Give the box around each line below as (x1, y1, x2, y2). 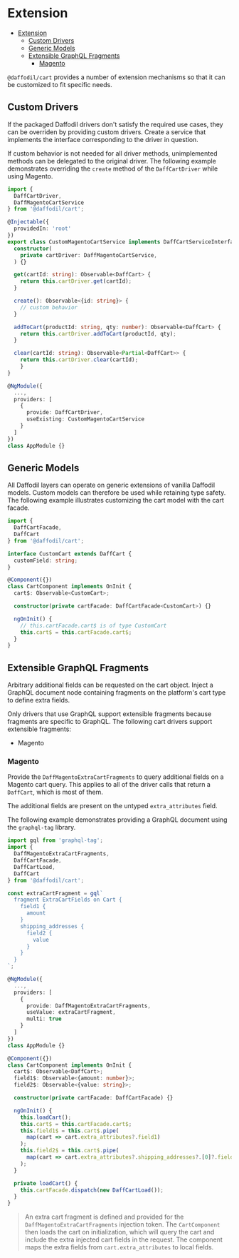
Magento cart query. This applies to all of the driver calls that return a (7, 780, 211, 789)
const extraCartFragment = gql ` (7, 890, 103, 897)
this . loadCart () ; (20, 1114, 72, 1121)
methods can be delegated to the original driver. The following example (7, 156, 217, 165)
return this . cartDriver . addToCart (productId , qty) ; (20, 330, 176, 337)
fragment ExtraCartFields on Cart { (14, 896, 122, 904)
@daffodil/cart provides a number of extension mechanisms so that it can (7, 73, 225, 81)
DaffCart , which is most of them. (7, 787, 103, 797)
